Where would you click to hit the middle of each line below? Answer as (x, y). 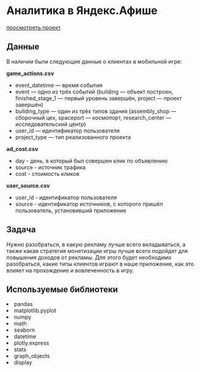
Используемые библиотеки (62, 289)
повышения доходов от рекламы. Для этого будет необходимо (89, 257)
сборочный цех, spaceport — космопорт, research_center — (93, 117)
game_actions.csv (30, 73)
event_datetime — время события (59, 85)
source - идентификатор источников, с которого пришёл (89, 204)
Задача (21, 230)
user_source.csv (28, 185)
